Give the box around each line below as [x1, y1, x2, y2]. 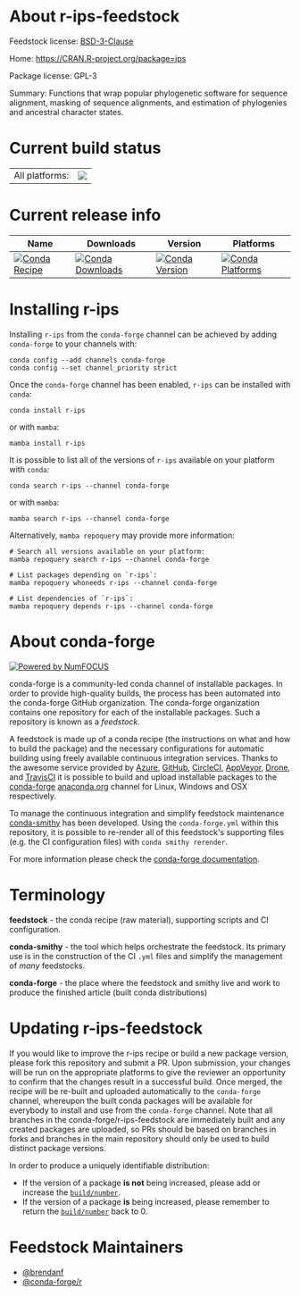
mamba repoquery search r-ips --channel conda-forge [9, 555, 210, 564]
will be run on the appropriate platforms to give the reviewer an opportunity [9, 1066, 286, 1077]
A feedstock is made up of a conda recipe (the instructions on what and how [9, 733, 291, 744]
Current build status [9, 138, 162, 158]
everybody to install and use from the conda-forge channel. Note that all [9, 1105, 273, 1116]
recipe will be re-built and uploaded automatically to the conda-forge [9, 1085, 262, 1096]
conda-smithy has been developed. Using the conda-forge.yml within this [9, 817, 279, 828]
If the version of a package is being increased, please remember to [21, 1196, 270, 1207]
